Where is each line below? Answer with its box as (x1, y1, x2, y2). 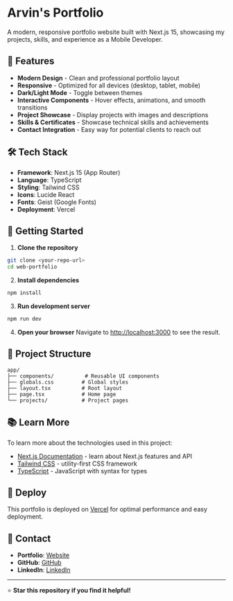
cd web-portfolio (7, 264, 58, 271)
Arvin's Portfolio (7, 5, 104, 21)
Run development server (17, 302, 90, 310)
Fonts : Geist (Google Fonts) (17, 198, 97, 206)
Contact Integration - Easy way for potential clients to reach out (17, 125, 201, 133)
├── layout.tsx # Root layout (7, 384, 123, 391)
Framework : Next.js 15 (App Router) (17, 168, 121, 176)
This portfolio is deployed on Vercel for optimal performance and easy (7, 505, 208, 514)
